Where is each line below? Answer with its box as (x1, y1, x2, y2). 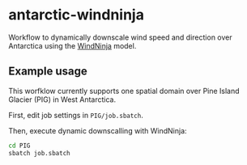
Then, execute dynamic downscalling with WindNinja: (8, 125, 188, 135)
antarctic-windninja (8, 6, 144, 24)
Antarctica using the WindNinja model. (8, 40, 137, 50)
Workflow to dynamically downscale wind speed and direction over (8, 32, 232, 42)
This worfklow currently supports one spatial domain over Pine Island (8, 86, 241, 95)
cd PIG (8, 142, 31, 150)
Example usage (8, 65, 87, 78)
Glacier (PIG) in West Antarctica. (8, 95, 116, 104)
